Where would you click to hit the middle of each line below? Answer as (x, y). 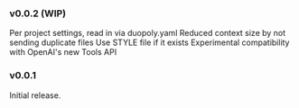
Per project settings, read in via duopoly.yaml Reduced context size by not (148, 33)
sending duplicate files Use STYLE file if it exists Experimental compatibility (149, 42)
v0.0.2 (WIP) (38, 13)
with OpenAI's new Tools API (63, 52)
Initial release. (35, 95)
